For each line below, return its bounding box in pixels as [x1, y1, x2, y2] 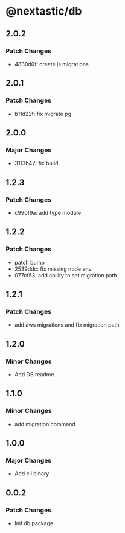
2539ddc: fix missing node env [14, 265, 92, 273]
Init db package [14, 520, 54, 527]
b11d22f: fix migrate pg [14, 110, 72, 117]
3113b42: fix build [14, 160, 59, 167]
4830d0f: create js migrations [14, 60, 89, 67]
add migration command [14, 420, 76, 427]
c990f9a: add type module [14, 209, 82, 216]
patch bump [14, 259, 45, 266]
